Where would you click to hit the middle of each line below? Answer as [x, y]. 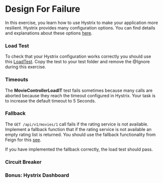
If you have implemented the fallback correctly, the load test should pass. [79, 149]
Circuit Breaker [23, 162]
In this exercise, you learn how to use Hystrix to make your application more [81, 23]
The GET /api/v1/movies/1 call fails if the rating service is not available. [77, 124]
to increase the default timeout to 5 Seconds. [51, 101]
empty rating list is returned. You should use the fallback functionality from [80, 134]
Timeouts [17, 79]
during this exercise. [26, 67]
